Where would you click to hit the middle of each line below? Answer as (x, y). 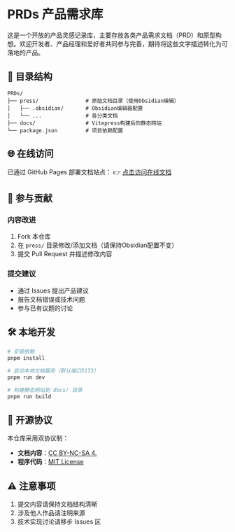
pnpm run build (29, 396)
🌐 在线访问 (30, 154)
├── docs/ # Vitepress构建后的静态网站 (85, 123)
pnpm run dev (26, 377)
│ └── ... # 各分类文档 (63, 115)
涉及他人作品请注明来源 (51, 513)
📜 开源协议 (30, 420)
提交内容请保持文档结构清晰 (57, 504)
